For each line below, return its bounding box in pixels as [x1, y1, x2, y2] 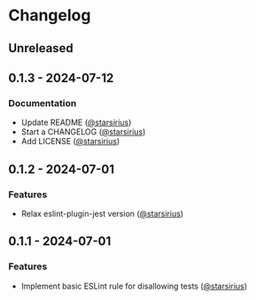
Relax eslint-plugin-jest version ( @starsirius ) [20, 208, 183, 219]
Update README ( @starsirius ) [20, 117, 132, 128]
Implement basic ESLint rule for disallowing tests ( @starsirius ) [20, 281, 248, 291]
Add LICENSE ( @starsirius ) [20, 136, 120, 147]
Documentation [8, 96, 77, 109]
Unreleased [8, 41, 74, 56]
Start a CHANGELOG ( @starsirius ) [20, 127, 146, 137]
